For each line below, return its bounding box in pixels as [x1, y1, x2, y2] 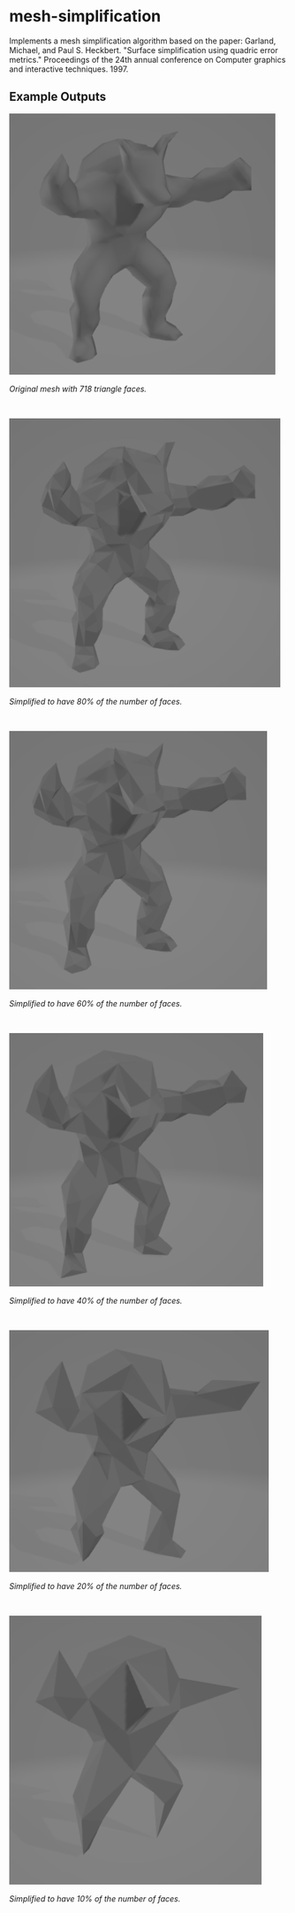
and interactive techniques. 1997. [9, 64, 129, 74]
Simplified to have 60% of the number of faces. [9, 998, 183, 1008]
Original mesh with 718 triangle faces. [9, 383, 147, 394]
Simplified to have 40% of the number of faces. [9, 1295, 183, 1306]
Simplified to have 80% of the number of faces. [9, 696, 183, 706]
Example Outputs [9, 89, 107, 104]
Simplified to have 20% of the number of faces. [9, 1580, 183, 1591]
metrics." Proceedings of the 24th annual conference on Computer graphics [9, 54, 286, 65]
